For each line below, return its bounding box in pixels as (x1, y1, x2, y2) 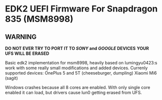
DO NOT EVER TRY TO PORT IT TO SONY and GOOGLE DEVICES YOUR (5, 46, 149, 51)
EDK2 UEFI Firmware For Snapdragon (5, 3, 158, 14)
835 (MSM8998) (5, 13, 74, 25)
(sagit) (5, 75, 18, 81)
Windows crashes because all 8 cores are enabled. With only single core (5, 85, 150, 90)
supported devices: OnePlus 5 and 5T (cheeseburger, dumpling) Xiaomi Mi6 (5, 70, 157, 75)
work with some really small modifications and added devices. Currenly (5, 65, 148, 71)
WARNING (5, 33, 37, 41)
